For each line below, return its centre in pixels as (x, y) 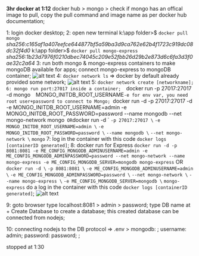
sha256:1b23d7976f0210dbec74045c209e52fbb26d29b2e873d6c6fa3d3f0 (99, 57)
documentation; (26, 21)
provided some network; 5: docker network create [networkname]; (100, 82)
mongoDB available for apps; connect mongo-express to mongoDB (88, 69)
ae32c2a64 (21, 63)
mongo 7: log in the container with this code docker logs (99, 139)
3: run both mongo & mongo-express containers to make (106, 63)
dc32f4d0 (18, 50)
